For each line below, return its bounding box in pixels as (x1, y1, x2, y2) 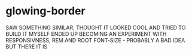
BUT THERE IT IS (5, 43, 48, 50)
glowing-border (5, 4, 86, 18)
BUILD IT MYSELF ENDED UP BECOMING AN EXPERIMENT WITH (5, 30, 167, 37)
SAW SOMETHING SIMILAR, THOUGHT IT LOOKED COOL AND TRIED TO (5, 24, 186, 31)
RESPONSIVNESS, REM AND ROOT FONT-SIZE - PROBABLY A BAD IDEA (5, 36, 185, 44)
